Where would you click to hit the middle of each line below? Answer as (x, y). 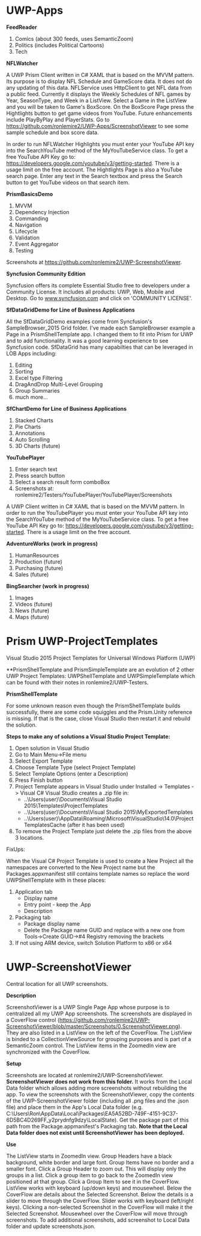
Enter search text (36, 469)
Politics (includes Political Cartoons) (59, 45)
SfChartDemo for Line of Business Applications (67, 408)
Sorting (24, 371)
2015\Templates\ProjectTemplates (66, 805)
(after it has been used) (96, 825)
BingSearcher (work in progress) (48, 586)
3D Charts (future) (37, 446)
